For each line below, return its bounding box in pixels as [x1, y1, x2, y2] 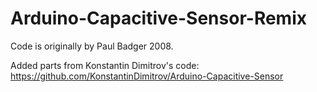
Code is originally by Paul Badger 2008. [10, 40, 174, 52]
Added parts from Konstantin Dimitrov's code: [10, 59, 200, 71]
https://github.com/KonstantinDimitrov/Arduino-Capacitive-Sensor [10, 70, 284, 82]
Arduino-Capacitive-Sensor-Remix [10, 7, 307, 30]
